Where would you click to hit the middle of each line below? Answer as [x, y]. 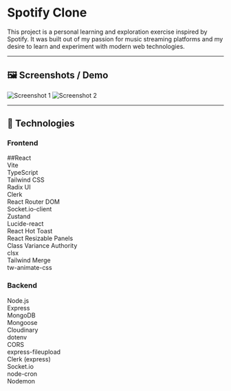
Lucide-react [25, 224]
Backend [22, 286]
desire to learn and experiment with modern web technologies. [96, 46]
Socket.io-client [30, 209]
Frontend [23, 143]
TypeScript [23, 173]
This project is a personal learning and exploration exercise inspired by [107, 32]
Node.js [18, 300]
